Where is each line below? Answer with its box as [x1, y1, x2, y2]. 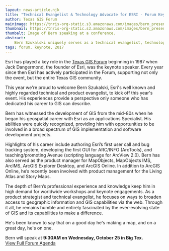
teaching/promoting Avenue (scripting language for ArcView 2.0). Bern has [5, 152, 160, 158]
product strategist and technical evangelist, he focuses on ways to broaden [5, 194, 162, 200]
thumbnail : [5, 26, 28, 31]
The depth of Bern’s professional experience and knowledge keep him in [5, 183, 156, 189]
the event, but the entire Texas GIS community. [5, 74, 103, 80]
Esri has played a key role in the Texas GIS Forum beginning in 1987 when [5, 58, 157, 64]
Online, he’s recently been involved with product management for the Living [5, 168, 162, 174]
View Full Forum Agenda [5, 240, 56, 246]
